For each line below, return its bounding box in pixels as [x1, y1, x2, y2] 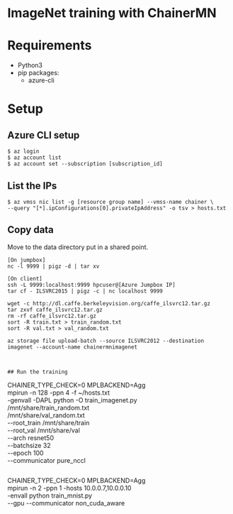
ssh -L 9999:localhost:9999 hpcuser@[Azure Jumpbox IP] [7, 281, 176, 288]
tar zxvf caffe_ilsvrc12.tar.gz [7, 306, 103, 313]
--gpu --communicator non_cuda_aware [7, 498, 125, 507]
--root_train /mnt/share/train [7, 418, 90, 427]
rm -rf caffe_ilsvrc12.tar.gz [7, 312, 97, 319]
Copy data [7, 224, 55, 236]
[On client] [7, 275, 42, 282]
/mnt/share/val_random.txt [7, 410, 85, 420]
